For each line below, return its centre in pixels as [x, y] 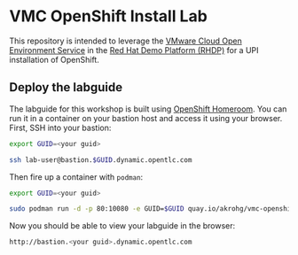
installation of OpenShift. [54, 59]
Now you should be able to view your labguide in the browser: [122, 226]
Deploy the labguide [66, 87]
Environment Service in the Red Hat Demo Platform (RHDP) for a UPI [134, 50]
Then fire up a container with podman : [76, 177]
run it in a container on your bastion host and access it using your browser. [146, 118]
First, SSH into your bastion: [60, 127]
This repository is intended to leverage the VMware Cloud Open [125, 41]
